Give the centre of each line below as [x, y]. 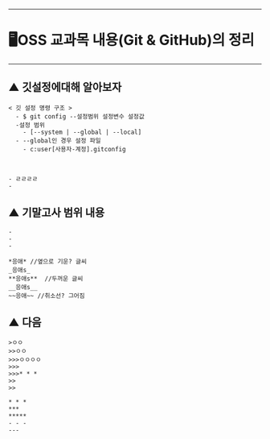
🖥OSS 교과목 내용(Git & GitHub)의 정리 [131, 40]
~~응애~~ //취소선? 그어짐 [47, 296]
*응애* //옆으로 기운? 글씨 [47, 261]
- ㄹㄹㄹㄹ [23, 179]
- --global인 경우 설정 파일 [58, 141]
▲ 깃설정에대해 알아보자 [65, 87]
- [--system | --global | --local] [82, 132]
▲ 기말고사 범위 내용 [57, 213]
